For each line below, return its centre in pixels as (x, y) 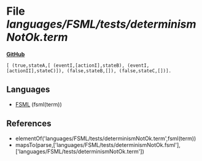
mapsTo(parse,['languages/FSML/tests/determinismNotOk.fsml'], (98, 144)
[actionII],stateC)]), (35, 71)
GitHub (16, 54)
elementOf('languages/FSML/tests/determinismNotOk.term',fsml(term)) (106, 138)
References (29, 124)
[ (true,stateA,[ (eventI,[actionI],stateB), (65, 66)
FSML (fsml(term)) (39, 104)
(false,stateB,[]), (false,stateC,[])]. (119, 71)
